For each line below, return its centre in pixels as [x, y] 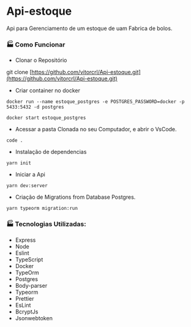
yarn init [19, 163]
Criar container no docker [48, 91]
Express [25, 240]
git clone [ [19, 72]
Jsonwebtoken [34, 318]
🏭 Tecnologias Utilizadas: [47, 224]
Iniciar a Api [30, 175]
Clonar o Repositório [41, 60]
